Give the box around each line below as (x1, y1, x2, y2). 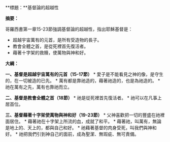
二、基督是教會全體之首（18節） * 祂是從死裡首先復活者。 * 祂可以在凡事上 (5, 95, 162, 101)
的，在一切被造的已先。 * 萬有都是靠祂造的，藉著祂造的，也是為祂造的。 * (5, 78, 160, 83)
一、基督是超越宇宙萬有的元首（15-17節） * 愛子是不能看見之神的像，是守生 (5, 71, 164, 77)
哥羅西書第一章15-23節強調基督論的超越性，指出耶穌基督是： (5, 26, 133, 32)
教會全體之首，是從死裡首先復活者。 (12, 43, 89, 49)
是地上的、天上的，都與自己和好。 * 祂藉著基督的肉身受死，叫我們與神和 (5, 125, 157, 131)
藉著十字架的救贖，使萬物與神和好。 (12, 50, 89, 55)
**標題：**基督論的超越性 (5, 5, 59, 10)
